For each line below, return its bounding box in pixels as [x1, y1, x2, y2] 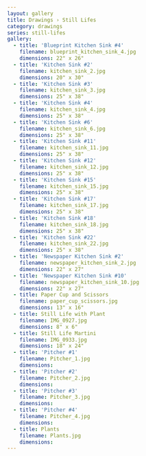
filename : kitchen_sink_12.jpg [19, 163, 109, 171]
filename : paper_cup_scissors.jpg [19, 298, 118, 305]
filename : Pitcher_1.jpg [19, 356, 90, 362]
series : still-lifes [7, 29, 66, 36]
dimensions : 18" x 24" [19, 343, 84, 349]
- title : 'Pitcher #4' [13, 406, 78, 413]
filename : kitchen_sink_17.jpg [19, 202, 109, 209]
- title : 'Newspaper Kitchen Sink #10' [13, 272, 127, 279]
